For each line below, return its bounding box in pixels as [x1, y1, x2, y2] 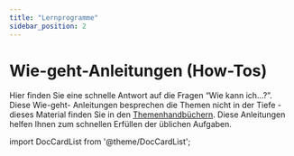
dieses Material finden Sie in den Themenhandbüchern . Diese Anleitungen [9, 109, 286, 120]
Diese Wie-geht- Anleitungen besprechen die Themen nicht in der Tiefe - [9, 100, 282, 111]
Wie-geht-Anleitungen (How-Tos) [9, 60, 268, 81]
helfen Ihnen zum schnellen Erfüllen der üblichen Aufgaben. [9, 119, 233, 130]
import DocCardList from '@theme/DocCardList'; [9, 136, 191, 147]
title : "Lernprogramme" [9, 13, 99, 23]
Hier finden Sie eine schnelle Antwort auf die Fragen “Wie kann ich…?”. [9, 90, 272, 101]
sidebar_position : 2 [9, 22, 87, 31]
